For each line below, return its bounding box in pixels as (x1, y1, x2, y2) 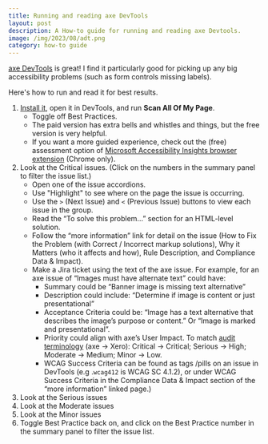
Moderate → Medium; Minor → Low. (43, 350, 162, 360)
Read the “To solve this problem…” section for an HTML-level (31, 214, 234, 224)
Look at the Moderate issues (19, 402, 114, 411)
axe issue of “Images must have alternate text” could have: (31, 273, 226, 283)
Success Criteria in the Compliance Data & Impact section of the (43, 376, 256, 385)
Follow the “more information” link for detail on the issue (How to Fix (31, 231, 258, 240)
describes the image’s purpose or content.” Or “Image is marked (43, 316, 256, 325)
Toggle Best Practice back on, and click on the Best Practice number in (19, 418, 254, 428)
